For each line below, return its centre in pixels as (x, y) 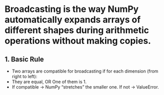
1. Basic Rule (24, 59)
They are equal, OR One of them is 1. (49, 82)
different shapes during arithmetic (77, 30)
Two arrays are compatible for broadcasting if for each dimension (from (85, 71)
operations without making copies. (78, 41)
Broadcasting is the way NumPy (72, 9)
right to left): (25, 76)
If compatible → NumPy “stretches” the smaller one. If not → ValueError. (85, 87)
